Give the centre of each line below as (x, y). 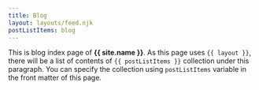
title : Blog (28, 15)
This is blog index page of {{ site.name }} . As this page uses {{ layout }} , (130, 53)
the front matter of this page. (55, 78)
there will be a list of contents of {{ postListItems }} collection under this (129, 61)
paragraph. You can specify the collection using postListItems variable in (127, 69)
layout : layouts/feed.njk (50, 23)
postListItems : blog (42, 30)
